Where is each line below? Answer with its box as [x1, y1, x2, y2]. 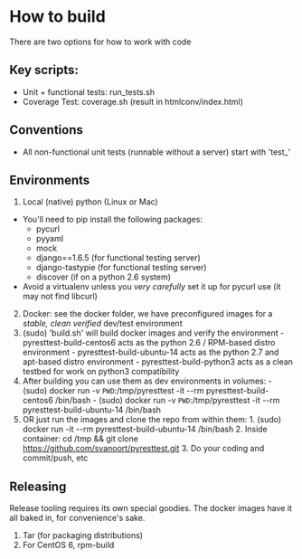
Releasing [9, 478, 67, 494]
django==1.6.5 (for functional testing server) [35, 252, 201, 263]
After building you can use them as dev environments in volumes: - [22, 375, 273, 386]
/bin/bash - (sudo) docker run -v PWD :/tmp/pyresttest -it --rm [55, 395, 280, 406]
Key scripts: [9, 62, 80, 78]
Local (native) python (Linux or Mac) [22, 196, 158, 207]
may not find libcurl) [22, 291, 98, 302]
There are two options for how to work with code [9, 36, 192, 47]
